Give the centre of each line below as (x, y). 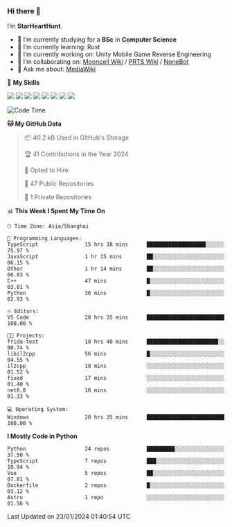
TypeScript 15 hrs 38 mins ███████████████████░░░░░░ (116, 245)
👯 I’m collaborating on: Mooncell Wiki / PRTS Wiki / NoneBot (103, 62)
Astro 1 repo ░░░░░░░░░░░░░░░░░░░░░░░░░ (116, 498)
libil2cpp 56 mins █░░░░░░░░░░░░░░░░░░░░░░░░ (116, 354)
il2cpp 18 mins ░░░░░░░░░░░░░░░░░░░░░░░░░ (116, 366)
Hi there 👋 (24, 11)
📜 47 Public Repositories (59, 184)
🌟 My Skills (24, 83)
